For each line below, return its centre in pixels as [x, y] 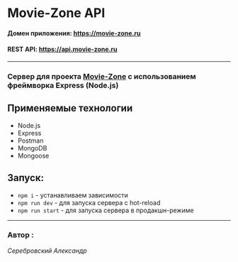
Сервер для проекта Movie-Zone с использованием [102, 76]
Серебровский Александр [47, 251]
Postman [30, 141]
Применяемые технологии [70, 108]
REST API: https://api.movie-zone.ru [62, 49]
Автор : [21, 235]
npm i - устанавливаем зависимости [73, 195]
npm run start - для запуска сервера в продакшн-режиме [106, 210]
